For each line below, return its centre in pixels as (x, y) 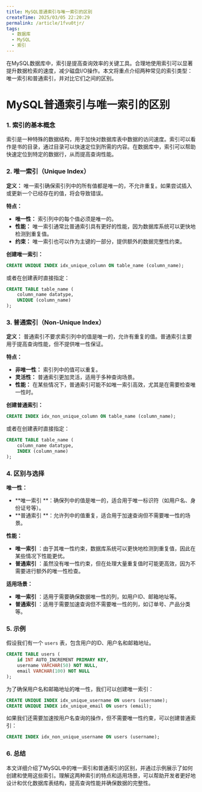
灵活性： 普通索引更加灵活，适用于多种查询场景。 (76, 377)
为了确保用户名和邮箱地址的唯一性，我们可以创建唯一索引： (80, 689)
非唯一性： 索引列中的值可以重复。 (58, 370)
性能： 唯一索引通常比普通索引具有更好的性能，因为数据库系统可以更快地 (105, 226)
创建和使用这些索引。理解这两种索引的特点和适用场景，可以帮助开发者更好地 (101, 775)
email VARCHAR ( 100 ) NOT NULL (54, 671)
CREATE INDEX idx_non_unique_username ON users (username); (83, 737)
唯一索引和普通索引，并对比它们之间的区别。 (62, 78)
